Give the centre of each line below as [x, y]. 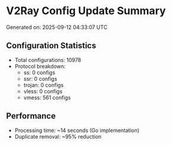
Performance [31, 116]
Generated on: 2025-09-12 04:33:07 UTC [57, 27]
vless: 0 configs [43, 91]
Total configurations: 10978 [48, 60]
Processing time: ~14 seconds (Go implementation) [77, 130]
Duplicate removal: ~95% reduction [58, 136]
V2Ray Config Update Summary [86, 11]
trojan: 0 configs [43, 85]
